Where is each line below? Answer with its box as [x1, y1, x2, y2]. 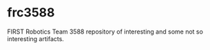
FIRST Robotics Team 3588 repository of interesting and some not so [7, 27, 203, 36]
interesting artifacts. [7, 34, 64, 42]
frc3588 [7, 5, 55, 21]
